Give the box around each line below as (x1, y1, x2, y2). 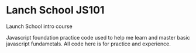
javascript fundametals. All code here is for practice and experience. (6, 40, 171, 47)
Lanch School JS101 (6, 3, 105, 17)
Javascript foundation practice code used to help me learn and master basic (6, 34, 190, 41)
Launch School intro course (6, 23, 73, 30)
